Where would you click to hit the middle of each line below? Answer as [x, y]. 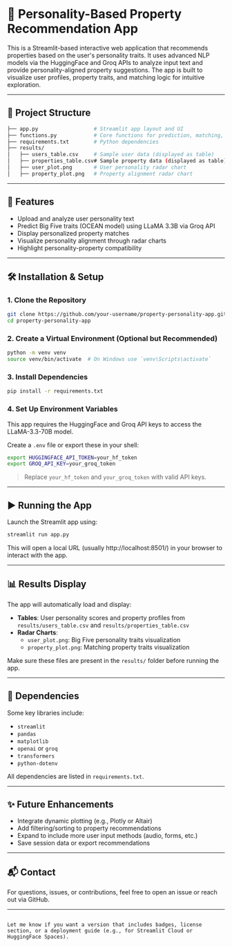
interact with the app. [37, 555]
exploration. [24, 84]
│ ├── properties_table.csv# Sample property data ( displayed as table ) [117, 161]
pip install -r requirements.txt [55, 391]
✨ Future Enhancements [60, 804]
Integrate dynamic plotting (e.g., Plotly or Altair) [85, 821]
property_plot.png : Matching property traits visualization [108, 647]
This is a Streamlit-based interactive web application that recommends [108, 48]
